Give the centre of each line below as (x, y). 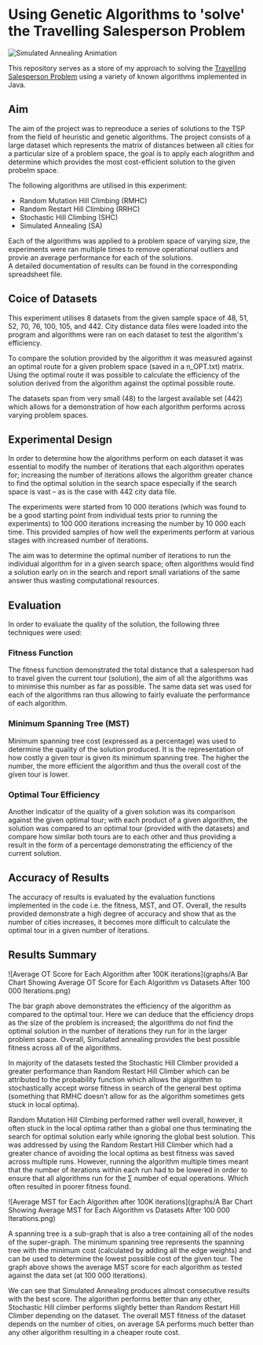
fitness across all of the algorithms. (65, 1047)
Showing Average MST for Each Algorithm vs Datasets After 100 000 (119, 1210)
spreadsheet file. (35, 274)
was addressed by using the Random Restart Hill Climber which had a (121, 1145)
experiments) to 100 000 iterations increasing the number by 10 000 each (127, 524)
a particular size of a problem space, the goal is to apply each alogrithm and (131, 153)
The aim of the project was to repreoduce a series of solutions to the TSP (127, 128)
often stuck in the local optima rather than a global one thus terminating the (130, 1128)
